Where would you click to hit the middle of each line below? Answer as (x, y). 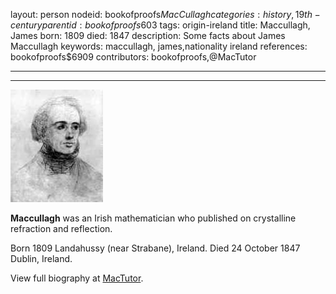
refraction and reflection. (61, 228)
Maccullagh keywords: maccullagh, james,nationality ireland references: (159, 46)
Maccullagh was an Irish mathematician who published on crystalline (153, 218)
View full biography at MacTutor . (77, 278)
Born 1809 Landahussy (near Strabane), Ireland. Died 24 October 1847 (155, 248)
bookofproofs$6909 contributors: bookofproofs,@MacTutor (133, 57)
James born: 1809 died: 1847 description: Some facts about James (148, 35)
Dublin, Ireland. (41, 258)
